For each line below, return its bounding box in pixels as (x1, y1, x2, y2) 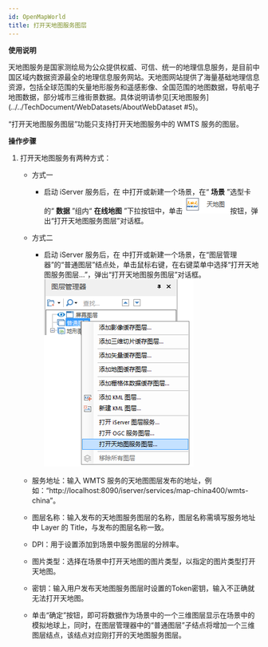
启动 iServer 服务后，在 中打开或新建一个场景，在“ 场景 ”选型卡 (43, 187, 251, 196)
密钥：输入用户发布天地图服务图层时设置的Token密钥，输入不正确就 (31, 583, 255, 593)
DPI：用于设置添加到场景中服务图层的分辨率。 (31, 539, 183, 549)
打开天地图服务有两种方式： (19, 152, 112, 163)
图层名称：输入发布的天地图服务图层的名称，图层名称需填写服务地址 (31, 512, 256, 522)
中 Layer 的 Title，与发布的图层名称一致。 (31, 523, 169, 532)
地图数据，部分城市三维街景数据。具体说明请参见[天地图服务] (8, 92, 210, 101)
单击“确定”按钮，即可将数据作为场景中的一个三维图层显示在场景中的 (31, 610, 255, 620)
